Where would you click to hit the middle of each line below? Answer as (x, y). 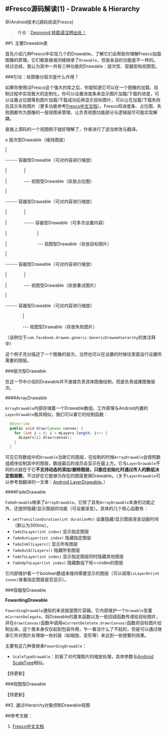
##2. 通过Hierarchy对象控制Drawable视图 (48, 705)
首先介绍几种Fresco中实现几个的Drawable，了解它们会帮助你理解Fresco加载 (83, 53)
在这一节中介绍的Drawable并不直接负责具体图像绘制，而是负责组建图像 (78, 381)
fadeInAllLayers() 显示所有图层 (45, 544)
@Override (20, 424)
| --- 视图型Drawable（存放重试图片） (52, 285)
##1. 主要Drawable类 (27, 43)
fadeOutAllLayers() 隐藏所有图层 (46, 550)
